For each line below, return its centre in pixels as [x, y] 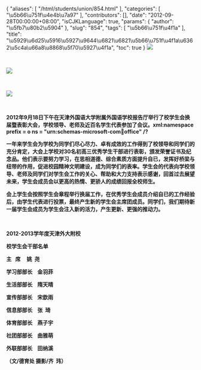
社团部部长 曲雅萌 [30, 336]
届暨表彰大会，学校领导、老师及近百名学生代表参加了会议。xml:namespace [100, 125]
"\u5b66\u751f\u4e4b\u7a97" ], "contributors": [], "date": [77, 15]
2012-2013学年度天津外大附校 [43, 234]
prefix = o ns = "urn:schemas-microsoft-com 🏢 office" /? [77, 132]
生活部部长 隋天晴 [30, 285]
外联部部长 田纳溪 [30, 348]
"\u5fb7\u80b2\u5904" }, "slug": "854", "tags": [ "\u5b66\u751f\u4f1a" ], [96, 28]
